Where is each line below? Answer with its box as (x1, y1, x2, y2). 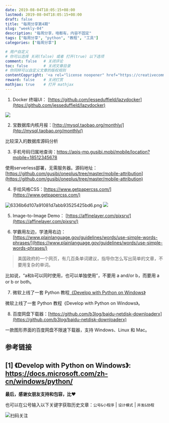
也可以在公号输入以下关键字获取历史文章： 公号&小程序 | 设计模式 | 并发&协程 (5, 401, 154, 408)
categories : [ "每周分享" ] (5, 40, 57, 45)
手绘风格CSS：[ (12, 186, 46, 192)
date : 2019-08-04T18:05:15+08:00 (5, 7, 75, 13)
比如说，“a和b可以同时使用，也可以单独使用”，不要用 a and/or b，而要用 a (5, 272, 160, 278)
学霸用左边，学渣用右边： (12, 229, 66, 235)
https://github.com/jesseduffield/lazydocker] (49, 96, 142, 102)
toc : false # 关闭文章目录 (5, 63, 71, 68)
